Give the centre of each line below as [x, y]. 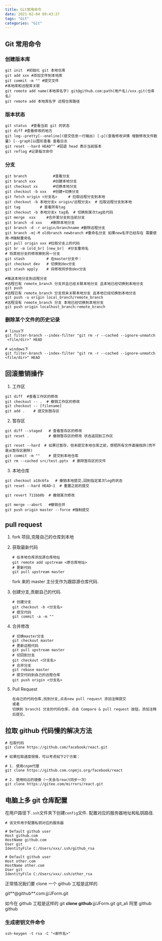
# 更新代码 [22, 568]
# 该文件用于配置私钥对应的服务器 [35, 823]
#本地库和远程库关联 [23, 86]
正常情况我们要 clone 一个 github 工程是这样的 [51, 884]
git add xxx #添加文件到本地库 [34, 75]
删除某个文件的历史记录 [32, 320]
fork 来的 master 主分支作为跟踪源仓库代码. [55, 582]
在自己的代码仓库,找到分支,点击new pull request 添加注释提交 [69, 699]
